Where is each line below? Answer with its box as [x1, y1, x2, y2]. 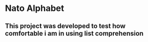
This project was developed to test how [5, 22, 126, 30]
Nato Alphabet [5, 3, 64, 14]
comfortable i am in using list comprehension [5, 29, 144, 37]
